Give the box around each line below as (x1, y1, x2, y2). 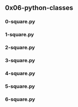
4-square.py (5, 70, 35, 77)
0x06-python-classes (5, 4, 74, 12)
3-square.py (5, 57, 35, 64)
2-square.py (5, 44, 35, 51)
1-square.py (5, 31, 34, 38)
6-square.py (5, 96, 35, 103)
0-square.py (5, 18, 35, 25)
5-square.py (5, 83, 35, 90)
